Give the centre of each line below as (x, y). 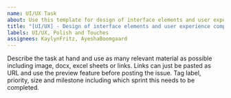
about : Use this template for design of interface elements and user (109, 20)
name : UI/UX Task (32, 13)
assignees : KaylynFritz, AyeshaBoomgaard (67, 39)
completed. (23, 88)
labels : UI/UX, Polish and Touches (58, 33)
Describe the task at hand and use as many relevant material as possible (110, 58)
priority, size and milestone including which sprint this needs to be (101, 80)
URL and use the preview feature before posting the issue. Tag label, (104, 73)
